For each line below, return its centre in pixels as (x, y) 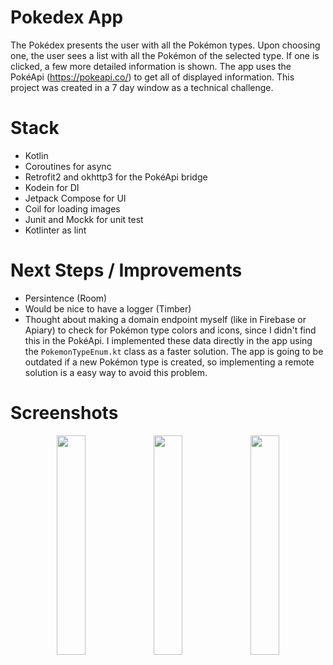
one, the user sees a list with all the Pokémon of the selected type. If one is (165, 55)
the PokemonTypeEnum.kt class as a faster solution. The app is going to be (174, 351)
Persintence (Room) (66, 298)
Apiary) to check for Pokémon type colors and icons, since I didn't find (170, 330)
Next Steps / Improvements (126, 270)
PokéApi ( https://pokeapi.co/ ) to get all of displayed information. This (152, 77)
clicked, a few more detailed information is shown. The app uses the (151, 66)
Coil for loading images (72, 208)
